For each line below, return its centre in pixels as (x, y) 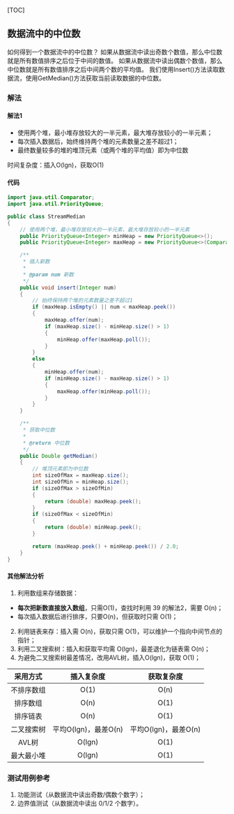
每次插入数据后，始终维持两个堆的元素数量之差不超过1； (98, 141)
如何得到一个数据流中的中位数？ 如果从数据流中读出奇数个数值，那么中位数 (115, 52)
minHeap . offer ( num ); (74, 372)
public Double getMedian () (59, 456)
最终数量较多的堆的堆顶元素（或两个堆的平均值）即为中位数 (103, 150)
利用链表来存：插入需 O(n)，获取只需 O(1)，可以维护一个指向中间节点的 (120, 631)
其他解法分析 (25, 576)
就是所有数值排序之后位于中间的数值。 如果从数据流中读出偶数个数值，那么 (115, 60)
